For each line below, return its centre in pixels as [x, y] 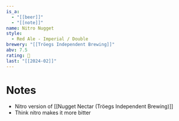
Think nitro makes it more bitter [53, 113]
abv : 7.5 [17, 50]
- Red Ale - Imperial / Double [50, 39]
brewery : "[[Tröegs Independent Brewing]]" [61, 45]
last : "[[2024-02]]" [32, 61]
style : [14, 34]
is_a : [13, 12]
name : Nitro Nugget [30, 28]
